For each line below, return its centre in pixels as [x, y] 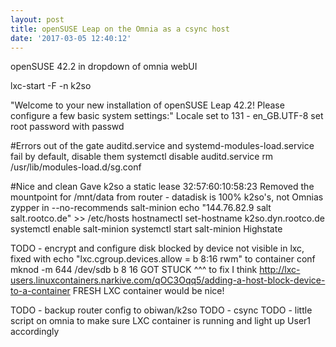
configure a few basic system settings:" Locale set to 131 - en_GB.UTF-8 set [167, 116]
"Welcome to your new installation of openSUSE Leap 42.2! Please [147, 105]
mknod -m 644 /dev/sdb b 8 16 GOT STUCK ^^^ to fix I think [134, 270]
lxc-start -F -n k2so [51, 86]
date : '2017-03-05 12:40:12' [71, 38]
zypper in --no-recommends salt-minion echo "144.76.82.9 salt [141, 208]
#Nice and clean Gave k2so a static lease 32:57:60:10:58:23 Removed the [162, 187]
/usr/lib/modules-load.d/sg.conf [76, 167]
